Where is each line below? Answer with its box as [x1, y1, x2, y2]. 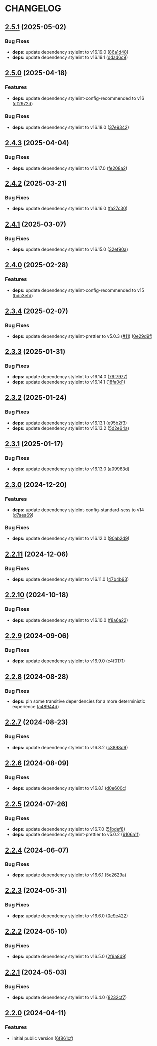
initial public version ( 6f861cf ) [12, 1035, 74, 1041]
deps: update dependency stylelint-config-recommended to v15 [12, 287, 144, 293]
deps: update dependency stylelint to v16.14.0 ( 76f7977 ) [12, 373, 128, 379]
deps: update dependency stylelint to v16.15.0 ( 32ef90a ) [12, 246, 128, 252]
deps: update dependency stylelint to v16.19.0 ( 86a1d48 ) [12, 49, 129, 55]
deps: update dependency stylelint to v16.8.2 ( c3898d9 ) [12, 744, 128, 750]
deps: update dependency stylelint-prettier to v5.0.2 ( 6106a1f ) [12, 831, 140, 838]
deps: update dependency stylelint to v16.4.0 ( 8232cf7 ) [12, 994, 127, 1000]
